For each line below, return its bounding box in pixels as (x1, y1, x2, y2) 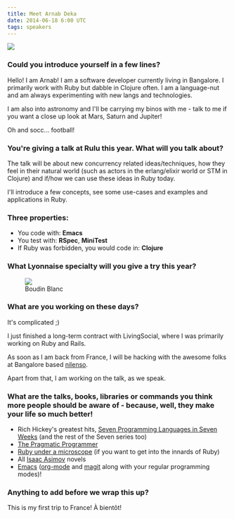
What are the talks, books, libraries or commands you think (7, 392, 213, 401)
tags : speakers (7, 23, 52, 30)
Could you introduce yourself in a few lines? (7, 60, 160, 70)
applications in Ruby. (7, 195, 68, 204)
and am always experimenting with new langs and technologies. (7, 91, 193, 99)
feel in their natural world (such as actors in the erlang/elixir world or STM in (7, 166, 228, 175)
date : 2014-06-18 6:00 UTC (7, 17, 86, 24)
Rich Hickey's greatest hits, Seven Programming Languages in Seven (17, 425, 218, 434)
